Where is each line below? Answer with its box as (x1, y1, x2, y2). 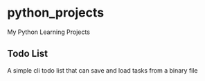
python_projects (7, 5, 105, 21)
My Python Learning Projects (7, 28, 90, 36)
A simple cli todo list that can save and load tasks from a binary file (7, 66, 199, 74)
